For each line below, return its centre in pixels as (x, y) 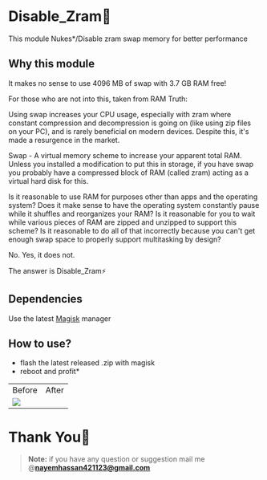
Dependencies (45, 299)
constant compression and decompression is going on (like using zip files (129, 123)
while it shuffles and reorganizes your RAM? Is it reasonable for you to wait (132, 214)
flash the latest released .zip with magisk (87, 363)
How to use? (40, 343)
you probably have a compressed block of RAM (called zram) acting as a (128, 173)
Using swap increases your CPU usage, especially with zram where (120, 114)
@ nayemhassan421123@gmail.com (89, 468)
